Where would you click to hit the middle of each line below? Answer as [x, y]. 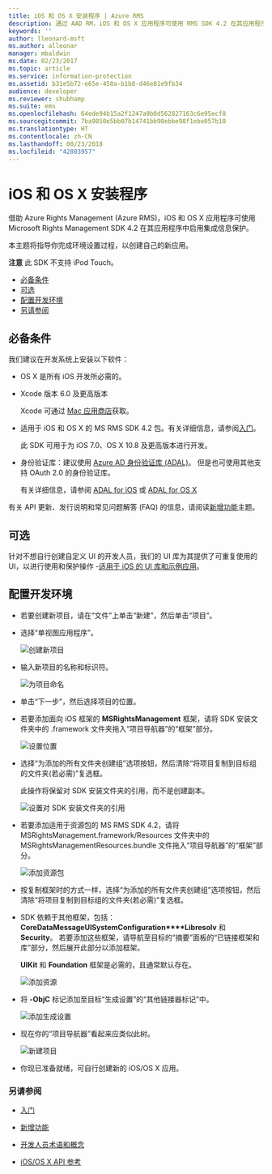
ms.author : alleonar [43, 46]
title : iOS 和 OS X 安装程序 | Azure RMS [76, 16]
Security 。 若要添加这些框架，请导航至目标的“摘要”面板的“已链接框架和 [140, 937]
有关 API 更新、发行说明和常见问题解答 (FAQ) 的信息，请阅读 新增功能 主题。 [134, 507]
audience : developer [43, 91]
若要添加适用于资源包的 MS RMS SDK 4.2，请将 [100, 825]
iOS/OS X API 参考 [51, 1162]
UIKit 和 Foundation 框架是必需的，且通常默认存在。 [108, 964]
